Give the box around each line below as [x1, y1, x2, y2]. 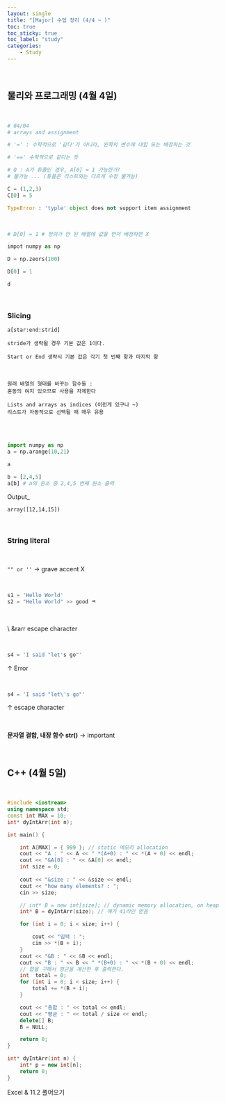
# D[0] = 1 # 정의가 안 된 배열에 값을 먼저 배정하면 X [7, 230, 150, 237]
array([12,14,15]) [7, 506, 60, 513]
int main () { [7, 831, 45, 839]
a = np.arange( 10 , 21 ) [7, 448, 70, 456]
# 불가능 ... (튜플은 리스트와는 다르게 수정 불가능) [7, 173, 138, 180]
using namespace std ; [7, 806, 70, 813]
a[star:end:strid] [7, 326, 60, 334]
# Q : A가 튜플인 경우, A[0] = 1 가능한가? [7, 166, 120, 174]
